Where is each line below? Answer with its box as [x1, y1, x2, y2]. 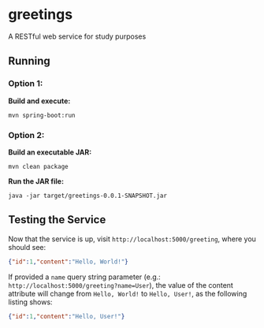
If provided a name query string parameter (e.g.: [8, 272, 162, 281]
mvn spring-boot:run [8, 111, 76, 119]
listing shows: [8, 297, 53, 307]
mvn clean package [8, 162, 69, 170]
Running [8, 54, 51, 68]
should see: [8, 242, 46, 252]
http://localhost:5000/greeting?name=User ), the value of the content [8, 280, 234, 289]
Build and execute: [8, 96, 71, 106]
